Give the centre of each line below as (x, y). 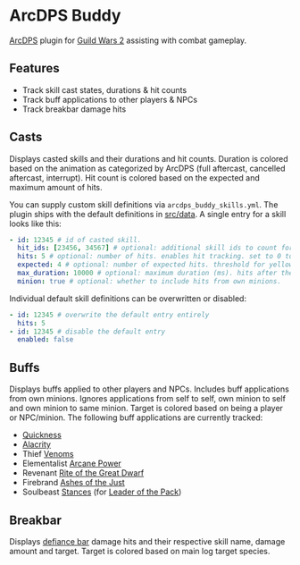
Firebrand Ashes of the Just (73, 483)
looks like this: (36, 223)
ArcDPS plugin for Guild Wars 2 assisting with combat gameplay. (128, 40)
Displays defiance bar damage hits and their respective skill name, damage (147, 541)
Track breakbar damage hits (74, 109)
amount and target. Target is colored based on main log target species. (140, 551)
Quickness (42, 435)
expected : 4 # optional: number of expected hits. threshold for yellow (155, 265)
